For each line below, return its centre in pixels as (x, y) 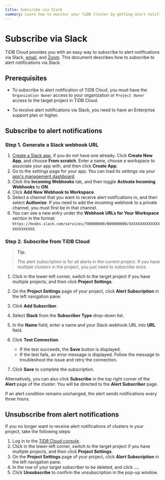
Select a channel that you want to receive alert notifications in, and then (85, 197)
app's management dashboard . (44, 176)
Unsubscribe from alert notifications (62, 414)
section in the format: (34, 218)
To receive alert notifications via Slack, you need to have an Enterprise (83, 110)
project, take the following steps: (38, 432)
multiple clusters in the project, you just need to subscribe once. (82, 267)
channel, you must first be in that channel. (55, 208)
